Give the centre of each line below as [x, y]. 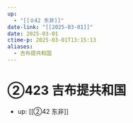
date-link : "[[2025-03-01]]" [50, 27]
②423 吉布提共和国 [67, 91]
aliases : [20, 47]
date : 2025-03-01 [33, 34]
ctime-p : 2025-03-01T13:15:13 [52, 40]
